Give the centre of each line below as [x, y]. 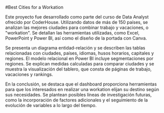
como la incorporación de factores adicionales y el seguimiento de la [77, 100]
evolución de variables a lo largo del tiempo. [51, 105]
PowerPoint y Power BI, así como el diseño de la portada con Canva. [76, 38]
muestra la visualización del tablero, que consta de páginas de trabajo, [78, 69]
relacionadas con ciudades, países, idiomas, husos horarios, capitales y [80, 53]
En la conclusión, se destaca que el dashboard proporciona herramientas [81, 84]
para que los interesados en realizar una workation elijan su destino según [82, 89]
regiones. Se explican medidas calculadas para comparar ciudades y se [80, 64]
